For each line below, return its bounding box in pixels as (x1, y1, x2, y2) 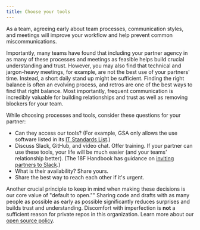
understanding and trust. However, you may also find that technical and (6, 62, 182, 69)
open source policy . (6, 217, 55, 224)
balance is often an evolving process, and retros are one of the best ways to (6, 81, 193, 88)
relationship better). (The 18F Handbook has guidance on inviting (14, 154, 174, 161)
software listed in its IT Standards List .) (14, 135, 111, 143)
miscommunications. (6, 38, 57, 45)
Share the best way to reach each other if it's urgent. (14, 173, 145, 181)
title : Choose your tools (6, 8, 70, 15)
